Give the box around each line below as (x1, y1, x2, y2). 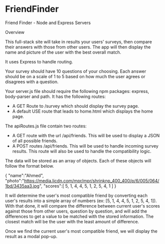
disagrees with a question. (5, 79, 59, 85)
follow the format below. (5, 163, 54, 169)
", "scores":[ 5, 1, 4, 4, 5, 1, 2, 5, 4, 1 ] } (39, 183, 117, 189)
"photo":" (5, 178, 25, 183)
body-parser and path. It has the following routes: (5, 93, 106, 99)
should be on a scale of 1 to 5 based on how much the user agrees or (5, 73, 145, 79)
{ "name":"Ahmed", (5, 172, 44, 178)
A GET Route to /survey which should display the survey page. (12, 103, 139, 109)
